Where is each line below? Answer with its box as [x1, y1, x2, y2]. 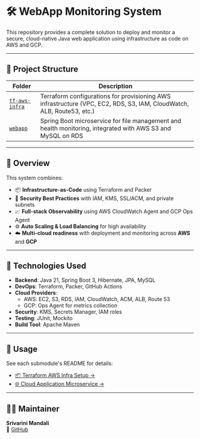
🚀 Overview [6, 158, 50, 168]
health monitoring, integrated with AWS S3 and [40, 124, 171, 132]
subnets [14, 201, 35, 208]
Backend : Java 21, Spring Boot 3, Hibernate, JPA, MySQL [14, 277, 156, 284]
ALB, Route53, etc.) [40, 107, 95, 115]
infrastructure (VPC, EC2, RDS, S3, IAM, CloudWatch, [40, 99, 189, 108]
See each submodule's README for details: [6, 360, 113, 367]
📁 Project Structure [6, 64, 79, 75]
